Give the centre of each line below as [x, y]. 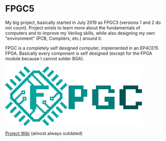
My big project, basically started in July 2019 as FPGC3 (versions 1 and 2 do [83, 22]
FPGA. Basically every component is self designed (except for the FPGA [79, 53]
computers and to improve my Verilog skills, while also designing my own [80, 33]
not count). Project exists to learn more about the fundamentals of [73, 27]
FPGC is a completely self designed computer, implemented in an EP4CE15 [82, 48]
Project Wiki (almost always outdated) [44, 133]
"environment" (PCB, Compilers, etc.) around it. [54, 38]
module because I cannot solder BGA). [45, 58]
